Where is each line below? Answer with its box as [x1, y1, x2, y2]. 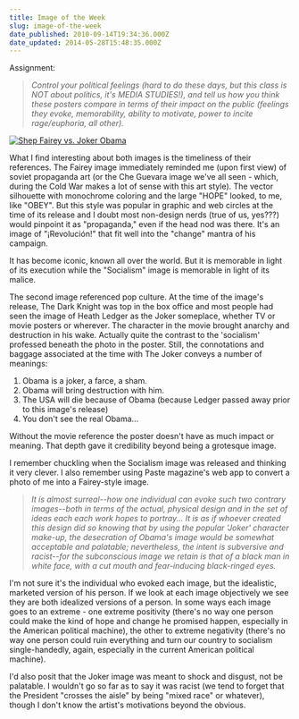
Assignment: [9, 63, 55, 73]
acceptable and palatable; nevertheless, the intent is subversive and [30, 542, 284, 553]
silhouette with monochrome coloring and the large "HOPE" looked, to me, [9, 190, 283, 201]
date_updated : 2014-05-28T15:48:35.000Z [9, 38, 162, 47]
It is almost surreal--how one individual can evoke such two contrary [30, 494, 287, 505]
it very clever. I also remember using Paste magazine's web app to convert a [9, 467, 290, 478]
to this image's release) [21, 404, 109, 415]
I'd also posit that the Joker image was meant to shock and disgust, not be [9, 672, 284, 682]
